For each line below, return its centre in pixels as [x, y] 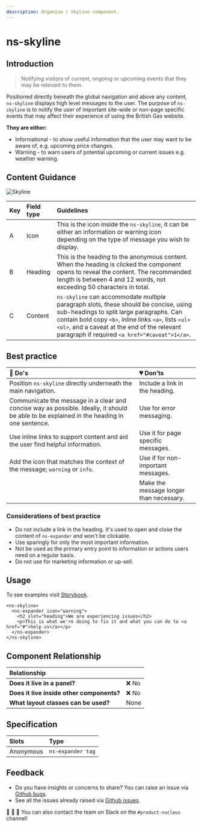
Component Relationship [54, 656]
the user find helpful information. [56, 444]
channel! [17, 818]
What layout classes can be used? [60, 703]
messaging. [156, 416]
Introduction [30, 64]
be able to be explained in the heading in [66, 416]
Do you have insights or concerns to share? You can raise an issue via [102, 787]
